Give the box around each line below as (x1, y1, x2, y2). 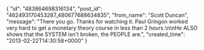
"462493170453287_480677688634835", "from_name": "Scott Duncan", (6, 11, 189, 19)
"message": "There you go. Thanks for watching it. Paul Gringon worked (6, 18, 188, 25)
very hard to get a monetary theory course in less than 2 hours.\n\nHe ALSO (6, 24, 198, 31)
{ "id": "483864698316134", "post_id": (6, 5, 102, 12)
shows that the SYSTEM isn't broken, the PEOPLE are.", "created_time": (6, 31, 186, 38)
